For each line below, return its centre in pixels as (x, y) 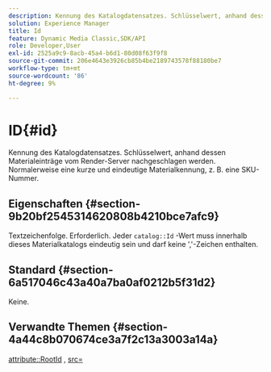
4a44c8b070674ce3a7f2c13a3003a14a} (113, 340)
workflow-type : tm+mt (45, 69)
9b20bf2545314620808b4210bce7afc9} (114, 216)
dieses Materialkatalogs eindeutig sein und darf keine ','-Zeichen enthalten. (133, 245)
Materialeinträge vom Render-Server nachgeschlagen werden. (112, 161)
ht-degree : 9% (32, 83)
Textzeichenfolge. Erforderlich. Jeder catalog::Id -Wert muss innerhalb (128, 236)
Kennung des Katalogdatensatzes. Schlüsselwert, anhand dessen (117, 153)
